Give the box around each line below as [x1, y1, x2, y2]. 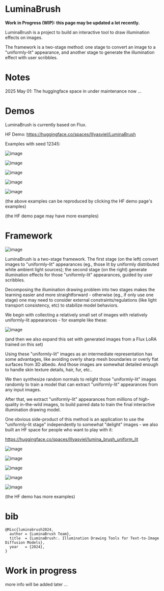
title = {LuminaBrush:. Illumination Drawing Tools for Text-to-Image [9, 536, 160, 541]
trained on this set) [5, 341, 43, 347]
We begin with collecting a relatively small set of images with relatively [5, 312, 148, 317]
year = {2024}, [9, 544, 45, 549]
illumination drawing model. [5, 407, 61, 413]
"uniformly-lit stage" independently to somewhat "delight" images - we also [5, 421, 158, 427]
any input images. [5, 386, 41, 392]
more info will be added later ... [5, 581, 68, 587]
